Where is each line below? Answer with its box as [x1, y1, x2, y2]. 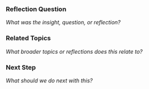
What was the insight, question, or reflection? [6, 19, 121, 26]
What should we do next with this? [6, 77, 93, 84]
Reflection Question [6, 5, 67, 13]
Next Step [6, 63, 36, 71]
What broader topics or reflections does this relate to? [6, 48, 143, 55]
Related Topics [6, 34, 52, 43]
